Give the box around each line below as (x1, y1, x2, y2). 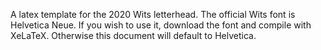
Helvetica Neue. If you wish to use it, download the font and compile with (10, 19, 312, 31)
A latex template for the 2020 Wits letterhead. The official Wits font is (10, 9, 296, 20)
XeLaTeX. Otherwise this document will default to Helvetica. (10, 30, 257, 41)
